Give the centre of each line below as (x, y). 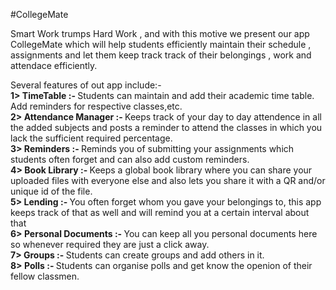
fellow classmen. (45, 276)
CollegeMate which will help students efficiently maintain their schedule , (161, 44)
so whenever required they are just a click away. (110, 244)
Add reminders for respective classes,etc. (96, 106)
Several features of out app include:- (86, 85)
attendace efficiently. (54, 65)
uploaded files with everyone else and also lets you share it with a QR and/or (168, 180)
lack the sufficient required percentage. (91, 138)
